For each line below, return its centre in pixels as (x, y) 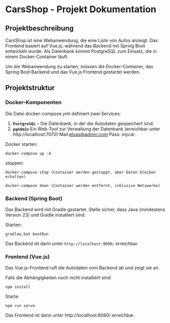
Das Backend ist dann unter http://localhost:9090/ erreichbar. (72, 244)
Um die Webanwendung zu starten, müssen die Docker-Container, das (79, 66)
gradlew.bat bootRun (27, 234)
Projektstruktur (30, 88)
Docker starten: (22, 144)
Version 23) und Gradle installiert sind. (46, 214)
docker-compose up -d (28, 153)
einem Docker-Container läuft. (37, 57)
